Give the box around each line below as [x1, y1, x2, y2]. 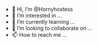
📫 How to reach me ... [11, 32, 67, 38]
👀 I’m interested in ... [11, 12, 62, 19]
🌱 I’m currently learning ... [11, 18, 75, 25]
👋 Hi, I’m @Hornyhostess [11, 6, 73, 12]
